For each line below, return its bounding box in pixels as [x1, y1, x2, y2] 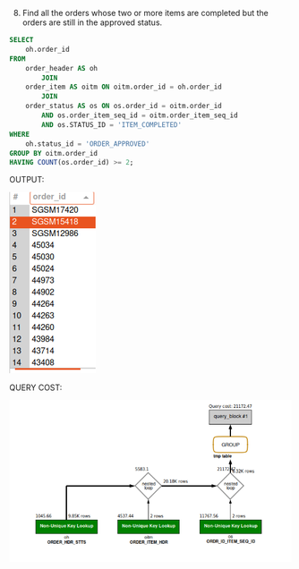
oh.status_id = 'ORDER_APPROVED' [25, 139, 150, 149]
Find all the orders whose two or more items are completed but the [21, 8, 269, 18]
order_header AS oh [25, 64, 98, 72]
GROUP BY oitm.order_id [9, 149, 98, 157]
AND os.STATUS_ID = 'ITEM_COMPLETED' [41, 120, 182, 129]
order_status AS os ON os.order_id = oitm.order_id [25, 102, 222, 111]
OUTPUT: [9, 174, 45, 185]
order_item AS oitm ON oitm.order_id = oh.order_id [25, 82, 222, 92]
